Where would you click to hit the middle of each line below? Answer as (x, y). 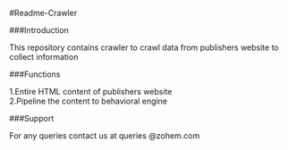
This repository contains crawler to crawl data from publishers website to (144, 47)
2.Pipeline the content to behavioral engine (89, 101)
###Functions (35, 74)
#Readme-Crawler (43, 13)
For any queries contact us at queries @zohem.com (105, 136)
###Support (32, 118)
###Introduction (39, 30)
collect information (44, 57)
